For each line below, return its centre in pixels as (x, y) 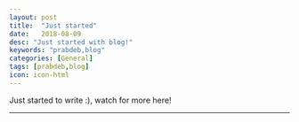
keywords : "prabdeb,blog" (57, 50)
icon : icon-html (39, 75)
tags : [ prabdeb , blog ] (49, 67)
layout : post (33, 17)
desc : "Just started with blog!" (71, 42)
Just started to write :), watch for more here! (90, 100)
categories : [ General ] (51, 58)
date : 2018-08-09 (45, 34)
